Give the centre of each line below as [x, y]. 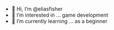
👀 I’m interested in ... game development [60, 15]
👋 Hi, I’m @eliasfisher [37, 9]
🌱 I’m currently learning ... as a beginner [59, 21]
